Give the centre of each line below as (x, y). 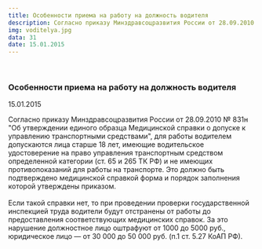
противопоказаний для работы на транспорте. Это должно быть (116, 170)
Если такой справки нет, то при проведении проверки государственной (129, 203)
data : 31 (22, 37)
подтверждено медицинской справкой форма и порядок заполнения (124, 178)
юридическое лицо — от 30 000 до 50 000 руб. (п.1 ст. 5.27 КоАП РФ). (126, 236)
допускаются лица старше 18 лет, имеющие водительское (106, 145)
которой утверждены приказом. (62, 186)
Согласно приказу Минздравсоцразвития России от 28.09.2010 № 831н (128, 119)
